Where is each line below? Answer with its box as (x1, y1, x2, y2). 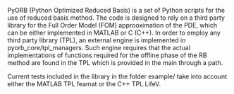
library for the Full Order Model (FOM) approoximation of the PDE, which (7, 21, 218, 29)
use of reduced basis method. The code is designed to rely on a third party (7, 13, 226, 22)
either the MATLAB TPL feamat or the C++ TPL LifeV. (7, 80, 161, 88)
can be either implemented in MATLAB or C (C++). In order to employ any (7, 28, 221, 37)
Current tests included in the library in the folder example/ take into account (7, 72, 228, 81)
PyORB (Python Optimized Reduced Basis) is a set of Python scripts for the (7, 6, 226, 14)
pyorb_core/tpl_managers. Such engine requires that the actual (7, 44, 190, 52)
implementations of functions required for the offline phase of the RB (7, 51, 207, 59)
